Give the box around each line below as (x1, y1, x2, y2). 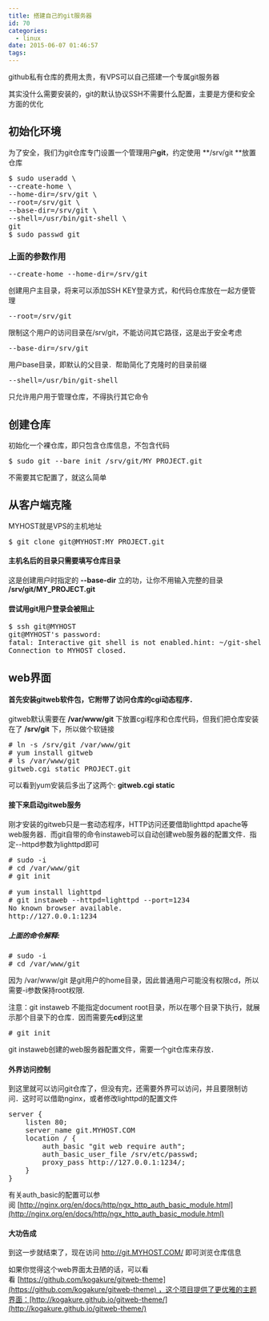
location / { (25, 1134, 76, 1143)
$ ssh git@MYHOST (8, 622, 76, 631)
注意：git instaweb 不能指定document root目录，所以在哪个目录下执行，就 (8, 1002, 254, 1011)
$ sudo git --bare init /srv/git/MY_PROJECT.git (8, 456, 203, 465)
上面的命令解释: (8, 930, 60, 940)
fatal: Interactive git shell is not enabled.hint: (8, 638, 216, 647)
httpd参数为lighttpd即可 (21, 839, 100, 849)
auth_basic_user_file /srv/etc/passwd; (42, 1150, 199, 1159)
